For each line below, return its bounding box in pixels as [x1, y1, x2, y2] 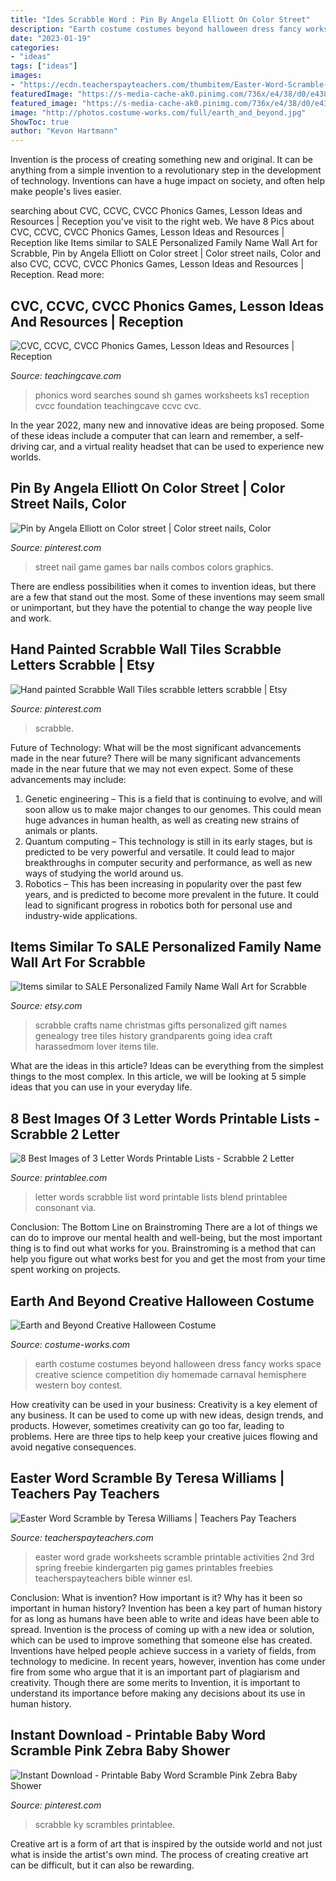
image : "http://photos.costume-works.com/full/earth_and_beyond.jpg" [10, 107, 307, 118]
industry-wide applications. [24, 909, 138, 921]
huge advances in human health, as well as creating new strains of [24, 814, 300, 826]
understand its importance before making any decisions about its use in [10, 1687, 306, 1699]
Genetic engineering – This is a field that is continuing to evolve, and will [24, 792, 323, 805]
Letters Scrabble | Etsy [10, 657, 155, 674]
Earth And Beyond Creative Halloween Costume [10, 1292, 315, 1310]
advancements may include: [10, 773, 127, 785]
